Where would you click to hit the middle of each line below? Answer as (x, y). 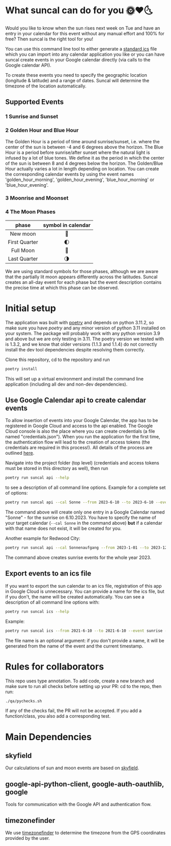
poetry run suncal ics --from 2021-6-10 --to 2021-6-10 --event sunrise (84, 631)
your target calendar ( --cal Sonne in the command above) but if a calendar (84, 523)
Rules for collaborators (55, 666)
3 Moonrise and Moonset (37, 198)
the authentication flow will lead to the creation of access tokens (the (78, 442)
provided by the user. (27, 838)
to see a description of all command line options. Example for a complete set (85, 487)
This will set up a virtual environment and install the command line (75, 379)
